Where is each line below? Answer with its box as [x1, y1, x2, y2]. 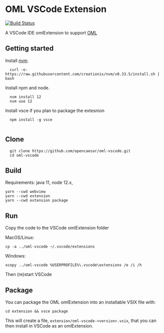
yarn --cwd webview [5, 189, 46, 194]
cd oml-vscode [9, 152, 39, 158]
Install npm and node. [5, 84, 50, 90]
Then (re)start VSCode [5, 271, 52, 277]
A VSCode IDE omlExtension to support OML [5, 29, 97, 35]
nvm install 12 [9, 94, 41, 99]
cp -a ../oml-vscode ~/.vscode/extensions [5, 244, 95, 249]
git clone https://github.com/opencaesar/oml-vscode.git [9, 148, 131, 153]
